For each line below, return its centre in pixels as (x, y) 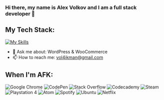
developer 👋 (20, 13)
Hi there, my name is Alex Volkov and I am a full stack (71, 7)
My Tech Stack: (30, 30)
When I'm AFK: (29, 75)
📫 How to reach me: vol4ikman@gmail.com (58, 57)
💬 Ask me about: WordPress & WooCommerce (60, 51)
